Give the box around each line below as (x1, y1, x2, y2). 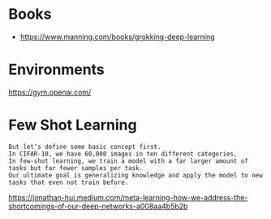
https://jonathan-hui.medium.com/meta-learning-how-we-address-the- (8, 192, 248, 202)
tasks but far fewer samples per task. (8, 164, 144, 172)
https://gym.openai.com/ (8, 87, 92, 97)
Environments (8, 60, 105, 79)
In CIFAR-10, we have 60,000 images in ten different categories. (8, 150, 238, 158)
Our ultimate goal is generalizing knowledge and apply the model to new (8, 171, 264, 179)
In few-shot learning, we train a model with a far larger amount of (8, 156, 249, 165)
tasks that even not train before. (8, 178, 129, 186)
